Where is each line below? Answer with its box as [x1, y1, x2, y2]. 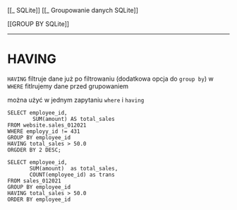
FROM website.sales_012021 [7, 122, 87, 129]
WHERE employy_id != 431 [7, 127, 80, 135]
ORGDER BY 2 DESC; [7, 146, 61, 153]
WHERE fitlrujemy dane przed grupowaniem [7, 81, 129, 91]
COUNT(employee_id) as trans [29, 171, 115, 178]
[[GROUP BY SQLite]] [7, 20, 69, 28]
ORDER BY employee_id [7, 196, 71, 203]
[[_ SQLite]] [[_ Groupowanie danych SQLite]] [7, 6, 139, 14]
